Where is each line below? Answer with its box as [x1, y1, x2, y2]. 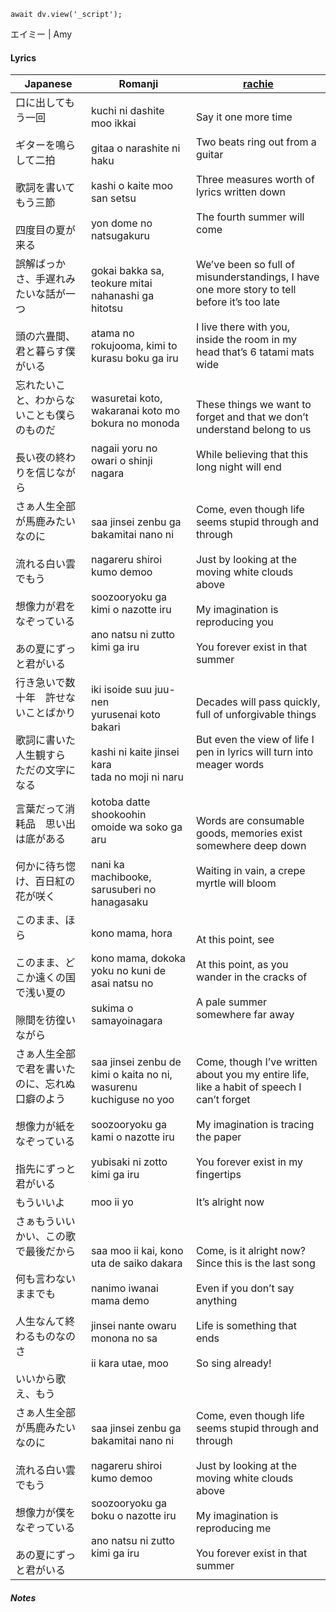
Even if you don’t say [195, 1281, 295, 1295]
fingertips [195, 1168, 242, 1182]
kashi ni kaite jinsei [90, 745, 180, 759]
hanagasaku [90, 895, 149, 909]
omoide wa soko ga [90, 820, 183, 834]
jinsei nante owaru [90, 1319, 177, 1333]
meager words [195, 758, 265, 772]
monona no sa [90, 1331, 158, 1345]
